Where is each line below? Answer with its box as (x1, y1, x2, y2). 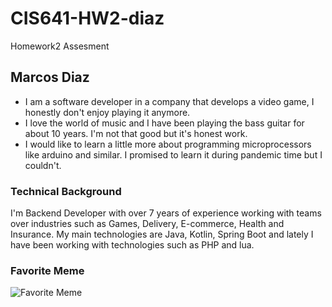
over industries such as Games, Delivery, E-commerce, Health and (10, 218, 285, 230)
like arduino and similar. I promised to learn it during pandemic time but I (24, 148, 323, 161)
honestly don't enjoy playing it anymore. (24, 106, 191, 118)
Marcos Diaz (10, 69, 90, 86)
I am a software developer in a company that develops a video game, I (24, 95, 315, 107)
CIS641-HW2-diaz (10, 7, 165, 30)
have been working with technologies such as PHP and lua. (10, 239, 255, 251)
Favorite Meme (10, 263, 85, 277)
